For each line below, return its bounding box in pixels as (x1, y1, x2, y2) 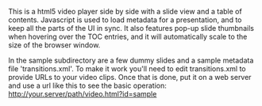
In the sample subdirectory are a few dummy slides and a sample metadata (8, 55, 254, 65)
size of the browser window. (8, 40, 101, 50)
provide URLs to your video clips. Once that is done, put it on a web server (8, 73, 252, 81)
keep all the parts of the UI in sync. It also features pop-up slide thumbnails (8, 24, 254, 32)
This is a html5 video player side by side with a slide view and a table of (8, 7, 242, 16)
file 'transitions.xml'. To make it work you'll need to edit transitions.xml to (8, 64, 246, 74)
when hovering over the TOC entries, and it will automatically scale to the (8, 32, 248, 41)
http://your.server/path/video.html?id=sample (8, 89, 157, 98)
